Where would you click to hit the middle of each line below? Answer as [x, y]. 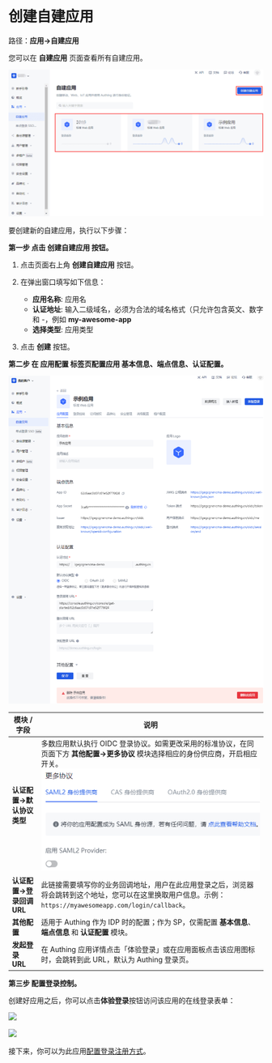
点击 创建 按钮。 [47, 347]
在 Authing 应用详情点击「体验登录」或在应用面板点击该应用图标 [148, 949]
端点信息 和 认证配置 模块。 [86, 932]
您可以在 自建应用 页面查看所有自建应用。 [78, 57]
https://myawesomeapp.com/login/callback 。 [115, 905]
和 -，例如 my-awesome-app [82, 320]
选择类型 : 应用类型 [63, 330]
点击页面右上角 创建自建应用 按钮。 [79, 265]
